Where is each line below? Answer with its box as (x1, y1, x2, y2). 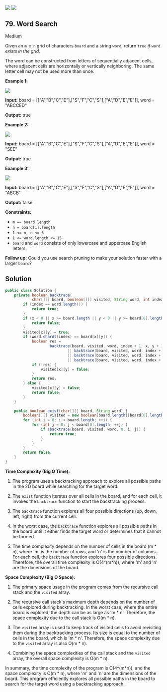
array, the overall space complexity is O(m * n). (12, 656, 109, 661)
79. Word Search (5, 20, 58, 28)
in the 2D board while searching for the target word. (12, 483, 119, 489)
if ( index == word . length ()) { (23, 302, 88, 307)
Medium (5, 33, 22, 39)
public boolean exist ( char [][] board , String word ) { (14, 408, 128, 413)
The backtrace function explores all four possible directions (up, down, (12, 508, 158, 514)
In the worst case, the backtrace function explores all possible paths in (12, 523, 157, 529)
